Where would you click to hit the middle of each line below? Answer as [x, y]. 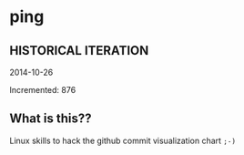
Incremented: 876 [43, 90]
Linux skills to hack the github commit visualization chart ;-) [123, 140]
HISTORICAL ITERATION [79, 51]
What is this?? [51, 119]
